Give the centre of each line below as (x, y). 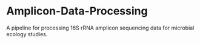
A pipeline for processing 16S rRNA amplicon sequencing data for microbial (100, 28)
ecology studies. (27, 34)
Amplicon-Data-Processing (77, 11)
